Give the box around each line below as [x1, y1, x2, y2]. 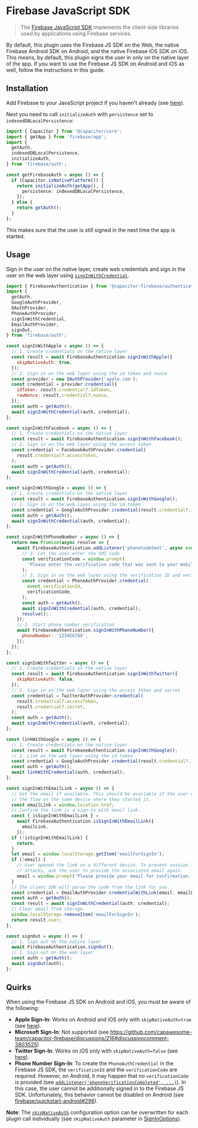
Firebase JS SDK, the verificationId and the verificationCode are [14, 1066, 178, 1073]
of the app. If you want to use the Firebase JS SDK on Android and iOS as [6, 60, 184, 67]
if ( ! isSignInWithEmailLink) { [11, 835, 88, 841]
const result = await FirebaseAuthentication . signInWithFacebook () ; [11, 436, 183, 442]
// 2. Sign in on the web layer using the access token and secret [11, 687, 181, 693]
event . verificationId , [27, 583, 83, 589]
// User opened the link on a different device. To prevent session [16, 863, 189, 868]
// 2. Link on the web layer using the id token [11, 753, 133, 759]
